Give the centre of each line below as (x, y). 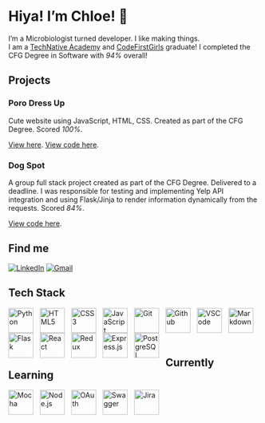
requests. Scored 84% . (46, 208)
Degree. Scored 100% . (45, 129)
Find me (29, 249)
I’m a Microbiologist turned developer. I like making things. (104, 38)
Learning (31, 375)
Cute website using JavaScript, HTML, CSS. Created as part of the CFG (126, 121)
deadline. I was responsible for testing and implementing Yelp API (116, 191)
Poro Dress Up (37, 103)
